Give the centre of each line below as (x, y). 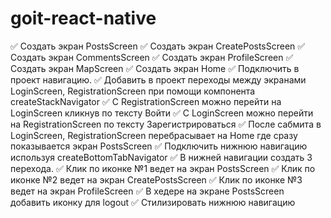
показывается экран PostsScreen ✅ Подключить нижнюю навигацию (159, 146)
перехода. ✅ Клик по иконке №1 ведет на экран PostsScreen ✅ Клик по (163, 168)
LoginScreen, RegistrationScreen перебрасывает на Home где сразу (154, 135)
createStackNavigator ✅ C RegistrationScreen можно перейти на (146, 101)
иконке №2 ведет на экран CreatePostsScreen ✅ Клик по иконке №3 (156, 179)
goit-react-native (83, 18)
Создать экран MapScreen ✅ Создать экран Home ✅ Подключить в (155, 68)
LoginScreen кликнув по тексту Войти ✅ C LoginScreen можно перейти (162, 113)
